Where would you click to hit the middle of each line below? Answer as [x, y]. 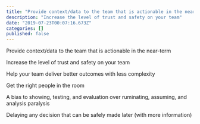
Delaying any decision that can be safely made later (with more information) [99, 115]
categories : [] [25, 28]
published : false [28, 34]
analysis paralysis [28, 103]
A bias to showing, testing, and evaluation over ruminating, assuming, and [97, 97]
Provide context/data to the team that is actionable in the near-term [89, 51]
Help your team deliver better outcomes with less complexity [81, 74]
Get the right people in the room [46, 86]
